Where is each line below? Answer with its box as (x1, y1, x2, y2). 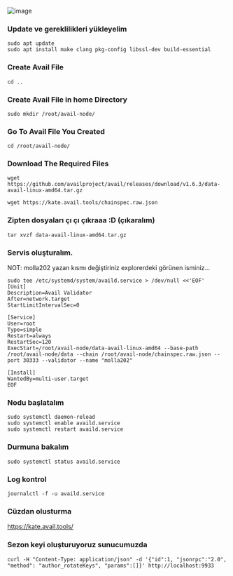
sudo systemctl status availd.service (7, 458, 120, 465)
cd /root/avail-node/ (7, 142, 71, 150)
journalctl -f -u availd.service (7, 490, 105, 497)
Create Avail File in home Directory (7, 95, 128, 105)
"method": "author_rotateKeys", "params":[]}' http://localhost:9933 (7, 562, 215, 569)
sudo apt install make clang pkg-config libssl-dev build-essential (7, 46, 211, 53)
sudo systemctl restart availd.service (7, 426, 124, 433)
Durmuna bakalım (7, 442, 69, 452)
